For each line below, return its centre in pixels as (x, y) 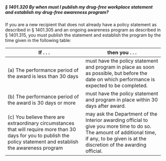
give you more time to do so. (119, 126)
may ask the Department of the (122, 114)
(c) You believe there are (36, 117)
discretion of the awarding (116, 145)
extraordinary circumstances (41, 123)
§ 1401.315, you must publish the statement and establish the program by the (83, 35)
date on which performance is (120, 79)
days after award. (106, 106)
